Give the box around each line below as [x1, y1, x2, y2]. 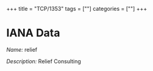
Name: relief [6, 46, 38, 53]
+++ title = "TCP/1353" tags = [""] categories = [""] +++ [6, 5, 148, 12]
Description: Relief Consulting [6, 57, 81, 65]
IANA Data [6, 26, 60, 40]
